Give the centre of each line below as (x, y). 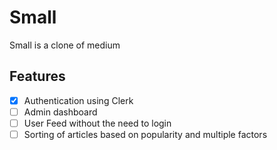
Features (37, 76)
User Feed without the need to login (97, 123)
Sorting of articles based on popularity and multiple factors (145, 134)
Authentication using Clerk (78, 100)
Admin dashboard (60, 112)
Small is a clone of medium (65, 45)
